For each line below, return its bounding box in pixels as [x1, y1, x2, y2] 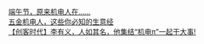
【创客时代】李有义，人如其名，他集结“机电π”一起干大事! [8, 27, 196, 36]
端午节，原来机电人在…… [8, 7, 91, 16]
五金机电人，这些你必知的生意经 [8, 17, 114, 26]
